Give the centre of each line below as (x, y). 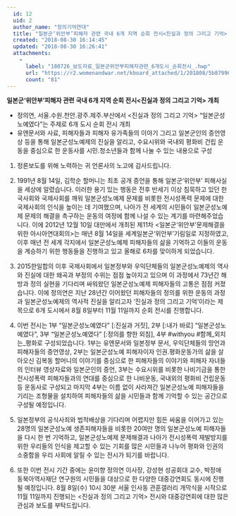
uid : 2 (23, 20)
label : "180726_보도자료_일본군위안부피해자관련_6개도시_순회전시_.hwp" (118, 66)
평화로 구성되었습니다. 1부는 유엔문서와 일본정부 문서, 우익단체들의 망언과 (126, 343)
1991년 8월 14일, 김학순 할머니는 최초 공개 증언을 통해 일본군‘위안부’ (110, 181)
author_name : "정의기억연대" (51, 27)
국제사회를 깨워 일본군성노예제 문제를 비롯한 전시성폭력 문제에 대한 (133, 198)
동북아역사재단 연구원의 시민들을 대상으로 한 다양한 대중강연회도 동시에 (114, 479)
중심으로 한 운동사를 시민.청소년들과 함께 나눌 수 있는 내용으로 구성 (121, 151)
